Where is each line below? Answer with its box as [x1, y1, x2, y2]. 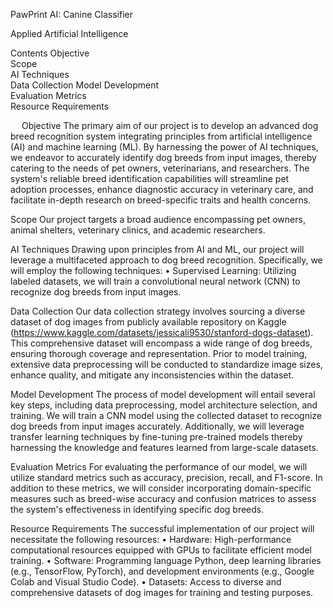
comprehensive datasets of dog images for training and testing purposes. [10, 587, 314, 598]
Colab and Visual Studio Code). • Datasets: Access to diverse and [10, 576, 282, 588]
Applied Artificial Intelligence [10, 28, 129, 39]
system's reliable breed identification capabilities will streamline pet [10, 173, 290, 184]
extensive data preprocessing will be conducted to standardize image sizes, [10, 359, 323, 370]
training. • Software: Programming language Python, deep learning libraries [10, 555, 322, 566]
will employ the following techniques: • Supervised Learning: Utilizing [10, 265, 297, 276]
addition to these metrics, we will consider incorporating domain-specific [10, 482, 312, 494]
